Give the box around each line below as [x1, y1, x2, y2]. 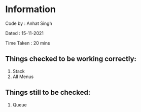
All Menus [12, 73, 34, 80]
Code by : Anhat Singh [5, 20, 52, 26]
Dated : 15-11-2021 [5, 30, 44, 36]
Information [5, 4, 56, 15]
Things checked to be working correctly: [5, 55, 137, 63]
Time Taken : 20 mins [5, 40, 50, 46]
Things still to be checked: [5, 88, 91, 97]
